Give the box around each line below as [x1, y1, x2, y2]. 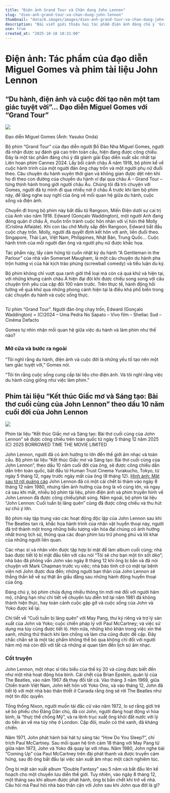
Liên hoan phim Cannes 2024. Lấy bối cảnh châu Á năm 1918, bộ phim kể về [5, 160, 164, 166]
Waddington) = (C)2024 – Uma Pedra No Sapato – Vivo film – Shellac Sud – [5, 312, 162, 318]
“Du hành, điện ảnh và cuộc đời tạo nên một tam [5, 95, 160, 103]
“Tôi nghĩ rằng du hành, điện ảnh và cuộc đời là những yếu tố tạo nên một [5, 356, 158, 362]
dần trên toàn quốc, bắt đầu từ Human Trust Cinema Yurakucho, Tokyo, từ [5, 468, 159, 474]
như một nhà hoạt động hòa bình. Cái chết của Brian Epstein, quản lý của [5, 672, 158, 678]
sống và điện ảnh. [5, 198, 43, 203]
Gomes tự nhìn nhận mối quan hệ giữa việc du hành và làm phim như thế [5, 327, 156, 333]
